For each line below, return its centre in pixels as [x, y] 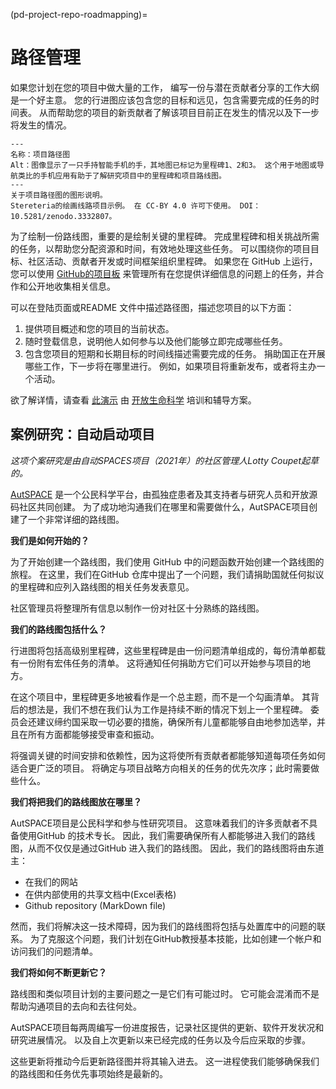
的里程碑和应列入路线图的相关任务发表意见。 [102, 586]
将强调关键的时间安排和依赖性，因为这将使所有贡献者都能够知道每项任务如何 [168, 755]
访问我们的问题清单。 [54, 951]
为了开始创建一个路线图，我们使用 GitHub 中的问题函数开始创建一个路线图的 [167, 561]
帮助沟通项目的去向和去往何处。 [76, 1006]
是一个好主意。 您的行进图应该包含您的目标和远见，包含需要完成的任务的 [160, 100]
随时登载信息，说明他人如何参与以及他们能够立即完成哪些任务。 [156, 341]
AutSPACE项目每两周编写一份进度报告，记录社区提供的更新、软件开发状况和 [167, 1027]
